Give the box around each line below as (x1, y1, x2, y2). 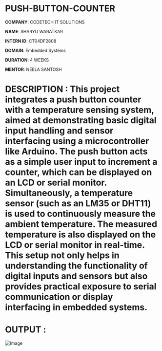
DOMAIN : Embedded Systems (5, 47, 66, 53)
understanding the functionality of (5, 260, 148, 271)
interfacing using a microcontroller (5, 135, 149, 147)
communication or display (5, 291, 113, 303)
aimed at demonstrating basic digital (5, 115, 157, 126)
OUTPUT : (5, 324, 46, 335)
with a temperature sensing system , (5, 105, 154, 115)
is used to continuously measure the (5, 208, 156, 219)
